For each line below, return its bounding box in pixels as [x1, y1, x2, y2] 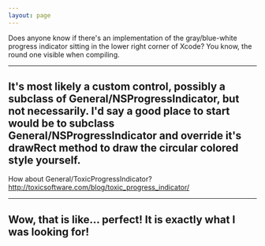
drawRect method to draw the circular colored [8, 141, 239, 155]
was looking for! [8, 225, 89, 238]
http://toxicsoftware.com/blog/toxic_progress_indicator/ [8, 182, 190, 193]
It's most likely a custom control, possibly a [8, 80, 226, 94]
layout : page [8, 11, 51, 20]
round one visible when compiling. [8, 50, 120, 59]
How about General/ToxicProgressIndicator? [8, 174, 152, 184]
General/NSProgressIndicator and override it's [8, 129, 242, 142]
